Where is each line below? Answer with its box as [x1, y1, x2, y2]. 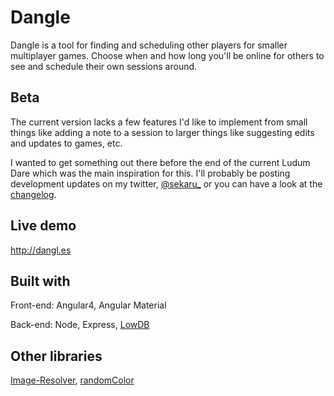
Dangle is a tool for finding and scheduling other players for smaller [10, 39, 288, 51]
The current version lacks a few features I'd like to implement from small [10, 116, 308, 128]
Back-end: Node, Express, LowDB [10, 319, 150, 331]
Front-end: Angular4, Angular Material [10, 299, 167, 311]
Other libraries [10, 347, 103, 365]
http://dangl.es [10, 244, 72, 256]
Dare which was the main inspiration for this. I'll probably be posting [10, 167, 291, 179]
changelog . [10, 188, 57, 200]
